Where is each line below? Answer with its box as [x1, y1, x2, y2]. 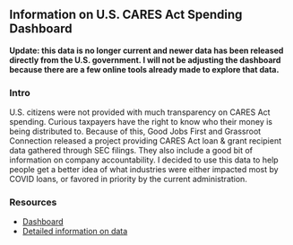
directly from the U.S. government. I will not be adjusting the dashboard [9, 54, 281, 66]
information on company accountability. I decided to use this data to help [9, 154, 280, 165]
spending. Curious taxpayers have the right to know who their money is [9, 117, 273, 127]
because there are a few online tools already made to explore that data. [9, 64, 280, 74]
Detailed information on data [22, 226, 128, 237]
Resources [9, 197, 57, 209]
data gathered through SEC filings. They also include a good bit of [9, 145, 254, 156]
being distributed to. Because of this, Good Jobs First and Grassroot [9, 126, 262, 137]
